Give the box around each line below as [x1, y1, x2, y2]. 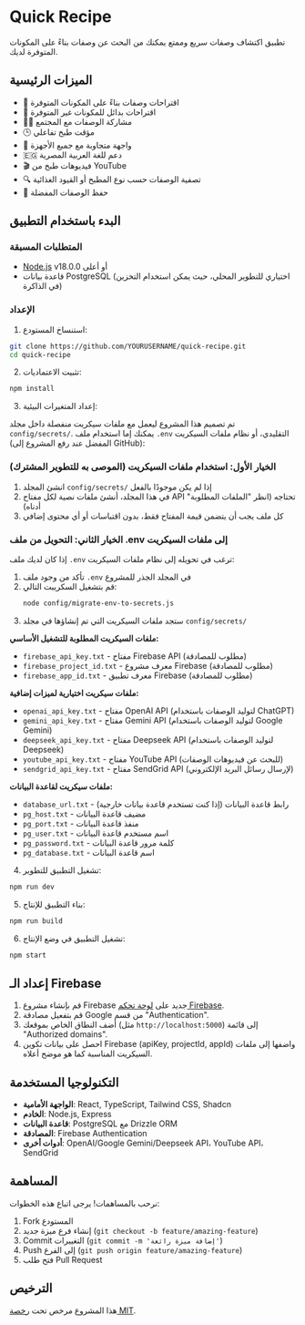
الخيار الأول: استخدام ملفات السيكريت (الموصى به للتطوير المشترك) [9, 460, 277, 473]
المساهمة [9, 1174, 57, 1189]
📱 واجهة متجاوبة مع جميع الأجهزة [22, 139, 132, 150]
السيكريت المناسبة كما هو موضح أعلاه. [22, 1048, 153, 1059]
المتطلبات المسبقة [9, 241, 83, 253]
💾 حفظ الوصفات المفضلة [22, 187, 109, 198]
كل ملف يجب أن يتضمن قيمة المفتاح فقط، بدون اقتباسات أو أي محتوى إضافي [22, 510, 284, 521]
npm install [9, 385, 55, 394]
